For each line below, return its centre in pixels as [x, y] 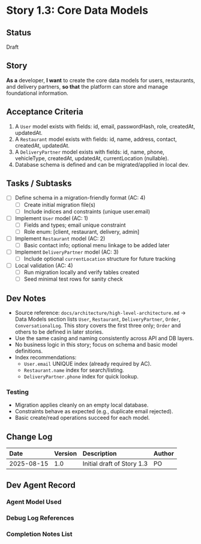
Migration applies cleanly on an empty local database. [82, 405]
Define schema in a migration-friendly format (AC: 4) [80, 198]
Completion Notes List [40, 534]
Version [65, 453]
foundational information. [37, 93]
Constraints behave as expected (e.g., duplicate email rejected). [94, 411]
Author [163, 453]
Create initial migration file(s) [60, 205]
